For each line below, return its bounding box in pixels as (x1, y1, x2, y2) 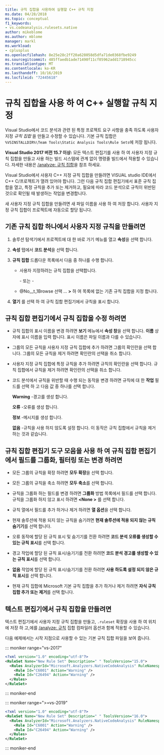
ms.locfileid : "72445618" (5, 75, 58, 80)
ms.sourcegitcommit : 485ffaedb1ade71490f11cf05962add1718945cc (5, 57, 137, 62)
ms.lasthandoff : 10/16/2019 (5, 71, 62, 76)
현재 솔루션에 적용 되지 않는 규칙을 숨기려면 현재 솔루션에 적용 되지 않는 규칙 (12, 517, 156, 523)
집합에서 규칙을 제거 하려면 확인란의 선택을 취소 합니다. (17, 367, 122, 373)
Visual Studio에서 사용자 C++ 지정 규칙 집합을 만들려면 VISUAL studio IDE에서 (5, 172, 157, 178)
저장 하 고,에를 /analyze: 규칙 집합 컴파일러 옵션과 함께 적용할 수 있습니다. (10, 625, 151, 631)
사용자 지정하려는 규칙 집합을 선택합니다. (19, 267, 97, 273)
